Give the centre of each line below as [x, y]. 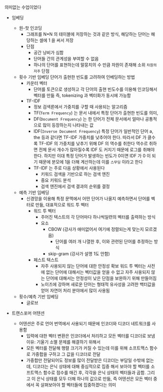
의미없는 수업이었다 [23, 7]
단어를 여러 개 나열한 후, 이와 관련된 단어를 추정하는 [104, 241]
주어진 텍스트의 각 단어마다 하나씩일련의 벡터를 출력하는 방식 [98, 217]
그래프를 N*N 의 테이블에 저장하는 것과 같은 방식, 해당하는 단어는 [88, 34]
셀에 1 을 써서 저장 [56, 40]
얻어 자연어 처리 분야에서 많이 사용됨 [75, 290]
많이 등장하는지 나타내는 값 [68, 125]
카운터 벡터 [37, 83]
